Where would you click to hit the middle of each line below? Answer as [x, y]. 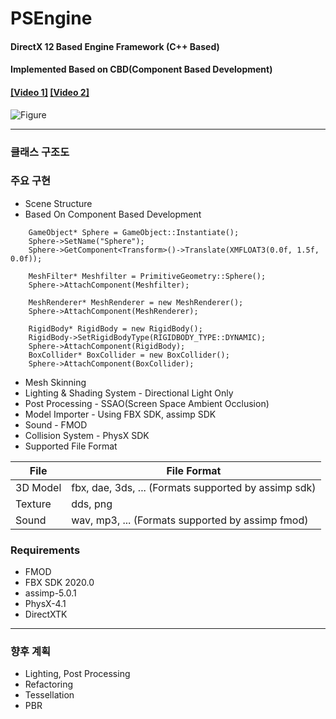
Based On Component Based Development [113, 214]
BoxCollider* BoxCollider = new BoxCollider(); [129, 355]
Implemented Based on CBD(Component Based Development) [141, 69]
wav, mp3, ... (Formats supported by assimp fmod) [190, 520]
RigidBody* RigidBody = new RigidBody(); [115, 328]
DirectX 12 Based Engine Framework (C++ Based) [115, 46]
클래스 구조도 [40, 152]
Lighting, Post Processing [77, 674]
